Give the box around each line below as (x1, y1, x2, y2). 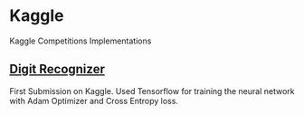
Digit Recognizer (9, 62, 106, 77)
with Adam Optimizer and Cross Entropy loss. (9, 95, 179, 106)
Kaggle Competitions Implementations (9, 35, 152, 46)
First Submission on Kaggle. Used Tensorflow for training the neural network (9, 85, 295, 96)
